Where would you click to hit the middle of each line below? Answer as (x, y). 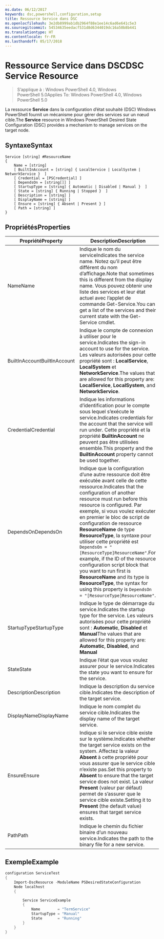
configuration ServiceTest (32, 873)
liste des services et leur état (112, 292)
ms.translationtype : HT (29, 32)
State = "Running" (56, 918)
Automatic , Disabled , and (109, 646)
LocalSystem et (98, 367)
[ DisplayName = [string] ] (42, 199)
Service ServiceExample (47, 900)
